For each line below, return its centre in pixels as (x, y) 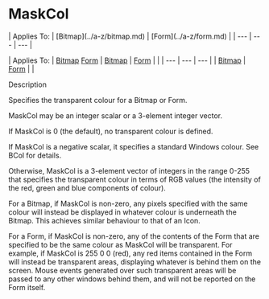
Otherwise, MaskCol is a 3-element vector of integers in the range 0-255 (129, 170)
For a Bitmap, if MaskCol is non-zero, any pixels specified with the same (128, 203)
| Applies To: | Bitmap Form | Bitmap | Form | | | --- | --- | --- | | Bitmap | (127, 60)
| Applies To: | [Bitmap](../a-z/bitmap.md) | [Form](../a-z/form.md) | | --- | (130, 36)
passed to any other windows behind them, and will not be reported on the (132, 279)
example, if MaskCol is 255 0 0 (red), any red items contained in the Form (130, 253)
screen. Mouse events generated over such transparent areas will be (122, 270)
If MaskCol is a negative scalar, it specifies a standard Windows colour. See (134, 146)
